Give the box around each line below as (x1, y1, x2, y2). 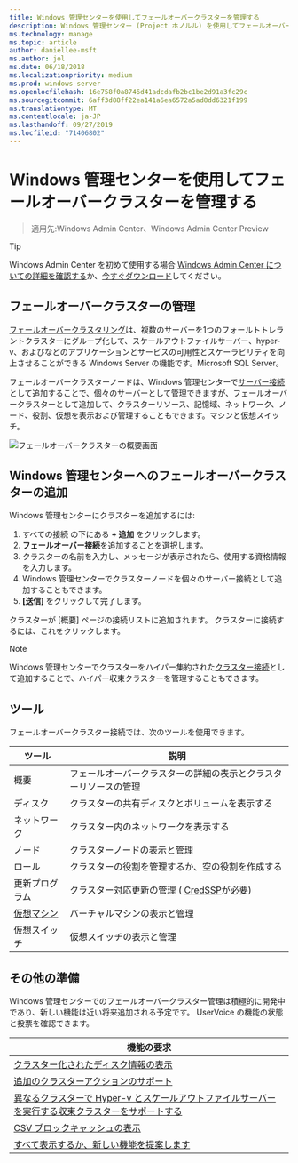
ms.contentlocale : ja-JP (9, 112, 101, 121)
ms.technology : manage (9, 29, 93, 38)
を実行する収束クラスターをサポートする (13, 1105, 183, 1118)
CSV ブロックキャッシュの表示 (13, 1122, 142, 1135)
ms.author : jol (9, 54, 66, 63)
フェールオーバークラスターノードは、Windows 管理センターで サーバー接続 (9, 376, 286, 387)
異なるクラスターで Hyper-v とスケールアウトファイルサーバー (13, 1092, 277, 1104)
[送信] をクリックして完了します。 (21, 596, 146, 606)
